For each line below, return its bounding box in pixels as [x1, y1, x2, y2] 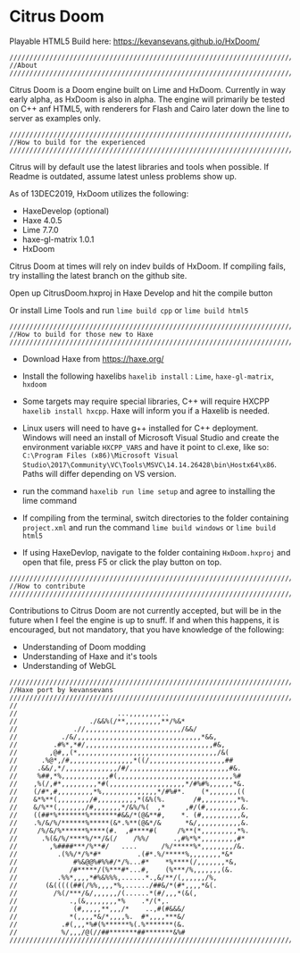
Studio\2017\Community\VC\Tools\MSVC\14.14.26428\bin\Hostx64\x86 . [21, 458, 277, 470]
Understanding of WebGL [21, 660, 117, 671]
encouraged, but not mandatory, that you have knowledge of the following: [9, 623, 285, 635]
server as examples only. [9, 113, 101, 123]
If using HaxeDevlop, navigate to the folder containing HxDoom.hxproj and [21, 547, 291, 557]
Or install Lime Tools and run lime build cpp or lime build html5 [9, 305, 249, 315]
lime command [21, 495, 78, 506]
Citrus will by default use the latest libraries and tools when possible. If [9, 161, 270, 171]
